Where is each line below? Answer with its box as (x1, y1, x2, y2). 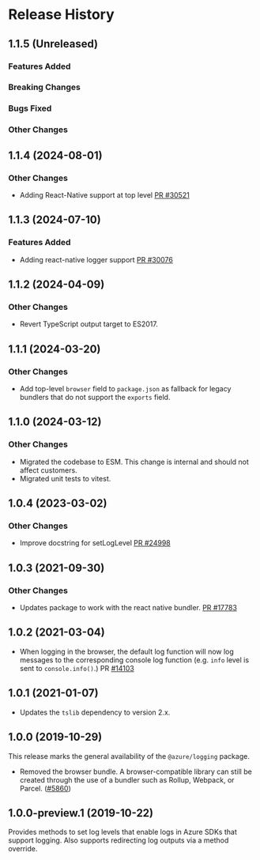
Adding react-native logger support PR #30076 (19, 255, 174, 264)
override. (8, 844, 38, 854)
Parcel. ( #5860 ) (19, 783, 71, 793)
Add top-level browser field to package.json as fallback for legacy (19, 384, 232, 394)
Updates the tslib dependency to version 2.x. (19, 707, 171, 717)
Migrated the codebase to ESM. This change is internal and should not (19, 457, 249, 466)
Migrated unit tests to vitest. (19, 473, 111, 483)
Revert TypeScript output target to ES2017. (19, 319, 158, 329)
